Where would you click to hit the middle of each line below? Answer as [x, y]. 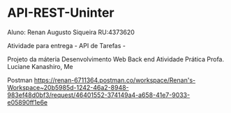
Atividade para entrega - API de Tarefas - [66, 45]
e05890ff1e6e [27, 102]
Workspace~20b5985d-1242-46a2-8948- [68, 87]
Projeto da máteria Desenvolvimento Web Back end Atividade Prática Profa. [116, 59]
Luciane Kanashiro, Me [40, 66]
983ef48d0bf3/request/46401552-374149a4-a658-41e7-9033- [99, 95]
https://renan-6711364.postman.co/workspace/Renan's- [115, 80]
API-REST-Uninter [61, 13]
